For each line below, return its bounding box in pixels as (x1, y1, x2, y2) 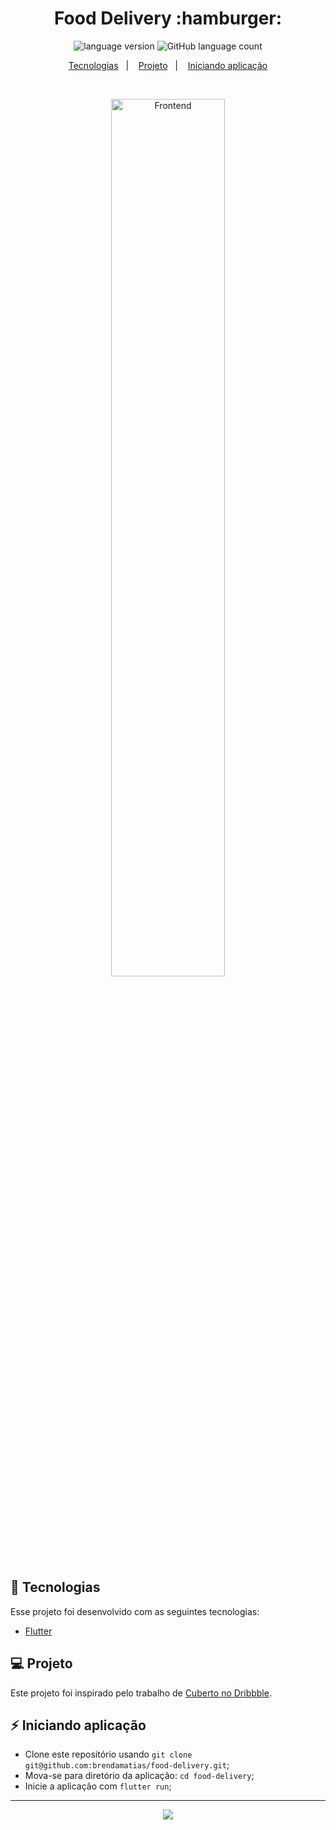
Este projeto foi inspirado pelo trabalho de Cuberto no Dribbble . (10, 1687, 272, 1699)
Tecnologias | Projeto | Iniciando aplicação (68, 59, 268, 71)
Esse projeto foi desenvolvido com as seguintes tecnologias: (10, 1605, 260, 1617)
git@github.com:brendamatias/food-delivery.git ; (24, 1759, 230, 1771)
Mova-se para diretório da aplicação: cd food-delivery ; (24, 1770, 255, 1782)
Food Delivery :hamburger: (53, 7, 283, 30)
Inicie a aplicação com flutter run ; (24, 1780, 172, 1792)
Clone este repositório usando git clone (24, 1748, 193, 1761)
